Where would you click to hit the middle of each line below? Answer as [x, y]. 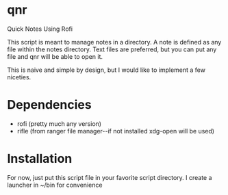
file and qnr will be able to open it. [55, 56]
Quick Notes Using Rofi [40, 29]
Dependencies [49, 105]
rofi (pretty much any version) [59, 123]
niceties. [19, 77]
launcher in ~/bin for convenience [55, 185]
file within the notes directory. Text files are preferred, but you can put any [112, 49]
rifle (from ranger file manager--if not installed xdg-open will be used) [115, 131]
